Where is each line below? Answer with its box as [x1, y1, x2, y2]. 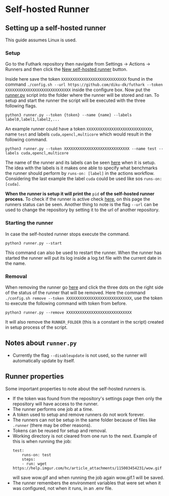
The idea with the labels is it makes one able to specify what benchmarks [5, 165, 158, 171]
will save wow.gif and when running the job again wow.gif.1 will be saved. [12, 474, 164, 480]
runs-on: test [22, 452, 51, 457]
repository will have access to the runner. [12, 401, 99, 407]
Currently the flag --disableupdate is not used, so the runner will [12, 352, 147, 358]
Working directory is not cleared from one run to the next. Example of [12, 432, 157, 439]
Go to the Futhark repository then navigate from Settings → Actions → [5, 61, 150, 67]
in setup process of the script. [5, 324, 68, 330]
